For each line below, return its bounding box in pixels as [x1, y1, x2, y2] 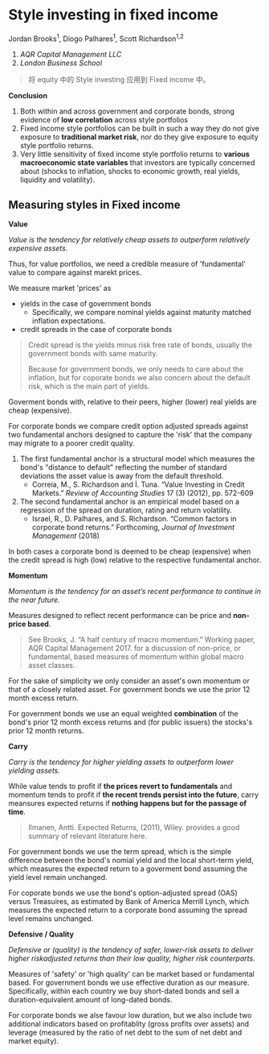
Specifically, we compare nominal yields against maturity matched [31, 308, 251, 317]
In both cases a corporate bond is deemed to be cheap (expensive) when [8, 546, 251, 557]
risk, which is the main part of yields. [27, 381, 150, 392]
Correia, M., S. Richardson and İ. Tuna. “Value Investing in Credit [31, 479, 245, 489]
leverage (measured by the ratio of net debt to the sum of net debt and [8, 1027, 243, 1037]
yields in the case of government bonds [19, 299, 152, 309]
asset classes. [27, 661, 75, 670]
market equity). [8, 1036, 59, 1046]
